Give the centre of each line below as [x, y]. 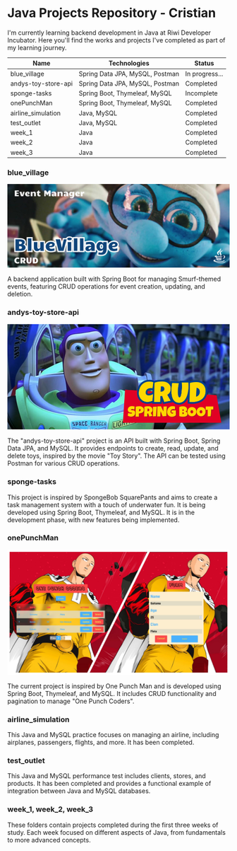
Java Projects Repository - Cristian [112, 13]
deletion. [20, 294]
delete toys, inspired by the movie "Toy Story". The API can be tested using [116, 456]
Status [204, 63]
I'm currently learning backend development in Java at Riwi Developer [109, 33]
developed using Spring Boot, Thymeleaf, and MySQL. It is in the [101, 512]
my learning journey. [37, 47]
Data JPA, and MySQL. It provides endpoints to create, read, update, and [113, 448]
